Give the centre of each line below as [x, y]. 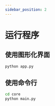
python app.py [19, 66]
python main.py [20, 99]
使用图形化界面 [27, 55]
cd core [13, 94]
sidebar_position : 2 [26, 10]
